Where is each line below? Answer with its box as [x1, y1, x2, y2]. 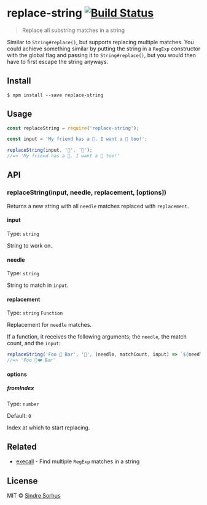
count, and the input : [7, 340, 61, 347]
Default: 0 [7, 412, 31, 419]
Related [7, 442, 37, 452]
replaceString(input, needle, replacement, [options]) [7, 188, 166, 197]
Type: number [7, 400, 39, 407]
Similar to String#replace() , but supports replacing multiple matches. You [7, 38, 194, 45]
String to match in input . [7, 281, 69, 289]
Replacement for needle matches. [7, 321, 92, 329]
